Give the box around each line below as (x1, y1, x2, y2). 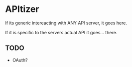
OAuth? (12, 57, 28, 63)
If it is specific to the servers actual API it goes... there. (5, 29, 118, 35)
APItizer (5, 3, 39, 15)
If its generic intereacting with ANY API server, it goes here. (5, 20, 127, 26)
